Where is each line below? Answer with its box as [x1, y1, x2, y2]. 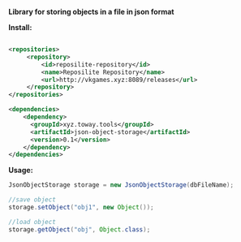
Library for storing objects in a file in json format [8, 7, 174, 16]
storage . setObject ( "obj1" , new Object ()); [8, 203, 154, 211]
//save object [8, 196, 57, 204]
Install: [8, 23, 32, 32]
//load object [8, 218, 57, 226]
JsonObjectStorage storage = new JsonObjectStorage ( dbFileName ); [8, 181, 234, 189]
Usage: [8, 166, 34, 175]
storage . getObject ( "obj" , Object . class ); [8, 225, 151, 234]
